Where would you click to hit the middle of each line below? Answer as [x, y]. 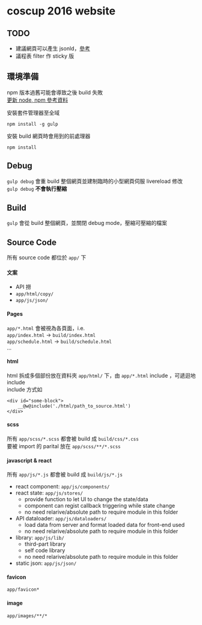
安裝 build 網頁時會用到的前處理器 [49, 136]
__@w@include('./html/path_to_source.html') [74, 406]
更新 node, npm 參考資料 [38, 100]
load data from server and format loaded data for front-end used [105, 525]
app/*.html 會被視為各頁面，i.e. [46, 328]
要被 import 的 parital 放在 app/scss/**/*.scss [64, 446]
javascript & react [29, 460]
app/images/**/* [27, 616]
